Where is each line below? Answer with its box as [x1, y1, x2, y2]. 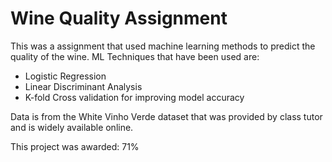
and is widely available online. [10, 121, 134, 133]
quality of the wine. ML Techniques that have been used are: [10, 50, 260, 62]
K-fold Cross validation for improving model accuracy [24, 91, 245, 103]
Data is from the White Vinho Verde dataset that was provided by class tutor [10, 110, 323, 122]
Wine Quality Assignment [10, 7, 228, 30]
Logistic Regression [24, 70, 107, 82]
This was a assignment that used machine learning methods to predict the [10, 40, 316, 52]
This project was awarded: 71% [10, 140, 140, 152]
